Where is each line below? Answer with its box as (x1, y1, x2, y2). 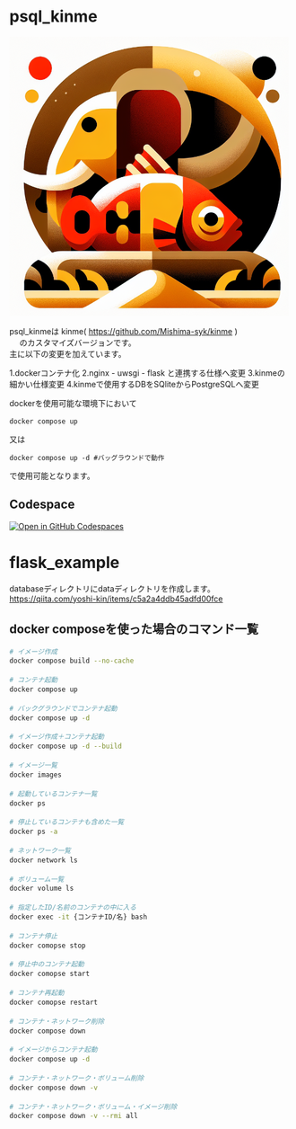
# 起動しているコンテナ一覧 (9, 789, 98, 798)
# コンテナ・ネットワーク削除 (9, 1017, 105, 1026)
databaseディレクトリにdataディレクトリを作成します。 (9, 582, 215, 594)
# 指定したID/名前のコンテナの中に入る (9, 903, 137, 912)
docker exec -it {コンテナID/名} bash (9, 912, 148, 921)
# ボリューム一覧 (9, 875, 65, 884)
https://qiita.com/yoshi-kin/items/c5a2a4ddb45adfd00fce (9, 593, 223, 604)
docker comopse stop (9, 941, 87, 950)
